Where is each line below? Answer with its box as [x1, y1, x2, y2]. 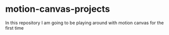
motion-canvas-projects [5, 3, 110, 15]
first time [5, 25, 24, 31]
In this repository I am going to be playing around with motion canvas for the [5, 20, 164, 26]
